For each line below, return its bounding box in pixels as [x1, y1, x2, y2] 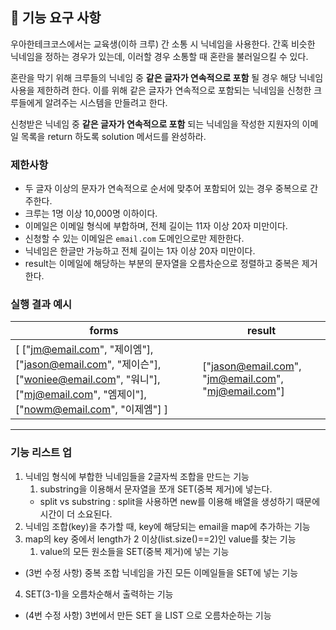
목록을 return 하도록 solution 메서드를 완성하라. [20, 130, 207, 142]
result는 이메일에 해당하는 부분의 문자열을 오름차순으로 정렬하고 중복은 [24, 258, 300, 270]
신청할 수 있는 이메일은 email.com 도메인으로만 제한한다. [24, 233, 245, 245]
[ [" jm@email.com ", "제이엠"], [15, 343, 154, 357]
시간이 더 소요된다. [39, 508, 113, 520]
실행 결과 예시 [10, 298, 73, 312]
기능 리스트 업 [10, 446, 73, 460]
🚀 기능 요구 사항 [10, 9, 102, 27]
